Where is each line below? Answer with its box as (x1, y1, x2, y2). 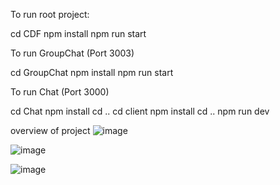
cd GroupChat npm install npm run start (10, 67, 174, 78)
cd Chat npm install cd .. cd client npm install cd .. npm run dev (10, 105, 270, 117)
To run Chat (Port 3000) (10, 86, 110, 98)
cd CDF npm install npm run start (10, 28, 147, 39)
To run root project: (10, 9, 90, 20)
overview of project (10, 125, 91, 136)
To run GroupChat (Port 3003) (10, 47, 135, 59)
